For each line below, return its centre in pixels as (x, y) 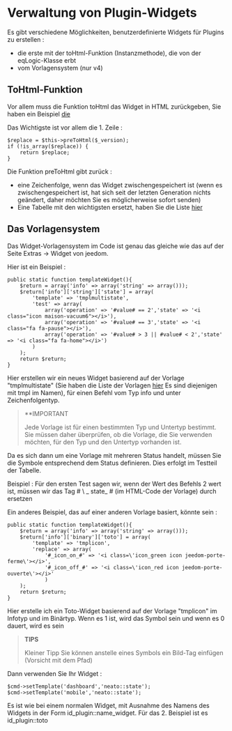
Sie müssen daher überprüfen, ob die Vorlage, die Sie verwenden (118, 434)
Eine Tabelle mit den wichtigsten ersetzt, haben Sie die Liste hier (110, 207)
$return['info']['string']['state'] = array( (87, 292)
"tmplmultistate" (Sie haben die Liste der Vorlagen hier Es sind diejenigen (112, 385)
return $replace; (45, 152)
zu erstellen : (26, 39)
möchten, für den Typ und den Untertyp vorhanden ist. (103, 442)
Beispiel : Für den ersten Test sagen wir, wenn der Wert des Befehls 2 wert (114, 484)
